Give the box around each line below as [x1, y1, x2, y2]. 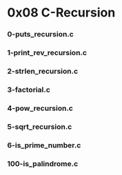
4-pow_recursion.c [7, 103, 74, 113]
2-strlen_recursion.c [7, 66, 79, 76]
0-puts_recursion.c [7, 30, 74, 39]
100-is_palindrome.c [7, 158, 79, 168]
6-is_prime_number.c [7, 140, 81, 150]
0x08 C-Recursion [7, 5, 116, 21]
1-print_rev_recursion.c [7, 48, 88, 58]
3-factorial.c [7, 85, 50, 94]
